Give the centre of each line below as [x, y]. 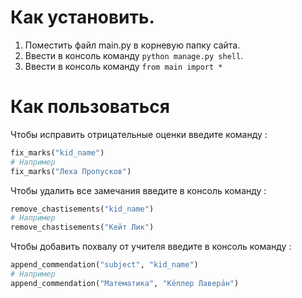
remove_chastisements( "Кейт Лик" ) [82, 227]
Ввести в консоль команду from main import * [123, 66]
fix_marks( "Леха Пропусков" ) [71, 171]
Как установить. [82, 17]
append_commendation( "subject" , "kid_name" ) [104, 265]
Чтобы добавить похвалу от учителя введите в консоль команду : [151, 247]
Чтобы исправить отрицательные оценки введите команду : [139, 134]
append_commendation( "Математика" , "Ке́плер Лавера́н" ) [125, 283]
